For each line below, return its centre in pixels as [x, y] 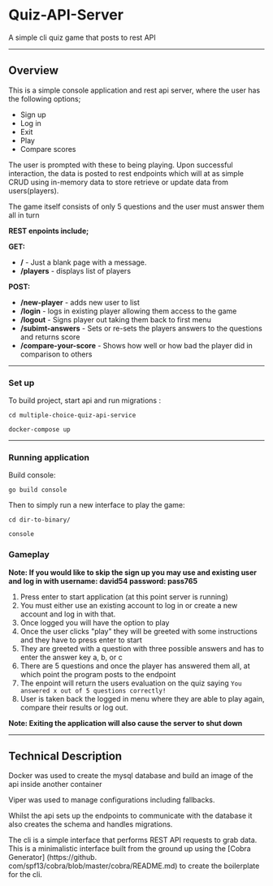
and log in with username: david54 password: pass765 [103, 581]
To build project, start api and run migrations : [84, 400]
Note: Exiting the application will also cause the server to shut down [126, 723]
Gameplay [29, 555]
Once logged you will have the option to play [95, 622]
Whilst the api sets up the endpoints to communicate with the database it [130, 816]
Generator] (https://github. [53, 858]
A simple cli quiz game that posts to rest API [82, 37]
